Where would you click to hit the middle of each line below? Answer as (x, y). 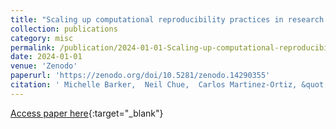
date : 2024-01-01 (46, 57)
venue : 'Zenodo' (44, 66)
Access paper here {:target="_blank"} (87, 113)
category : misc (42, 38)
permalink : (33, 47)
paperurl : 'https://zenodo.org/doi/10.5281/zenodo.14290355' (140, 76)
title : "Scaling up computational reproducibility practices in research (167, 19)
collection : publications (64, 29)
